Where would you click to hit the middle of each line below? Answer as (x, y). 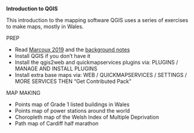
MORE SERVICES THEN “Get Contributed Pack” (73, 81)
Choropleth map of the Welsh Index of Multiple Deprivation (87, 117)
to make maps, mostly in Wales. (45, 27)
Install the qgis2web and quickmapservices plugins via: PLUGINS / (96, 62)
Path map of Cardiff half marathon (57, 123)
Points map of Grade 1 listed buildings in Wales (72, 104)
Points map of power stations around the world (72, 111)
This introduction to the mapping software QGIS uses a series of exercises (97, 20)
